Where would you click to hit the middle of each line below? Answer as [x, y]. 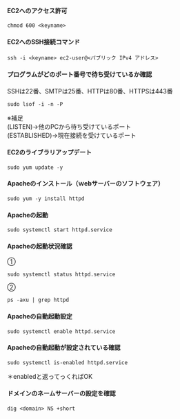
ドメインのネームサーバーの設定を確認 [61, 393]
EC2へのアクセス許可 [37, 10]
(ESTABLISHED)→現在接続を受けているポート [72, 135]
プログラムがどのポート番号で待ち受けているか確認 [80, 74]
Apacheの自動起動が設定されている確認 [64, 348]
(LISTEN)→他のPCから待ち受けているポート [69, 126]
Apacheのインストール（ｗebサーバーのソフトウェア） [86, 184]
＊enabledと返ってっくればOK [50, 376]
